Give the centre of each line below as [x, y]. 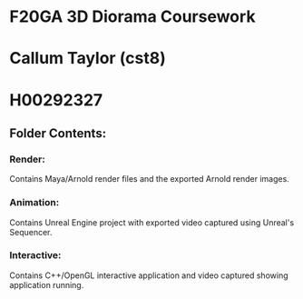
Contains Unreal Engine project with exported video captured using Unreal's [152, 222]
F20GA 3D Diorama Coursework [132, 17]
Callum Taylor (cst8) [88, 59]
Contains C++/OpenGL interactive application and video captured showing [149, 275]
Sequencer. [31, 232]
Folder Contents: [58, 133]
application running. [47, 284]
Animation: [34, 203]
